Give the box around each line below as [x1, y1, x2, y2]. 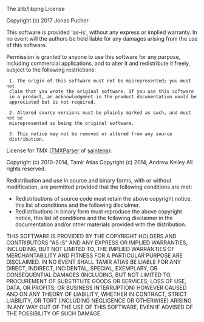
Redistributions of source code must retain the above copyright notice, [15, 195, 192, 202]
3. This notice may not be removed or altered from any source [8, 131, 172, 137]
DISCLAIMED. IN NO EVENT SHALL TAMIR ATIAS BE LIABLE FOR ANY [6, 258, 181, 266]
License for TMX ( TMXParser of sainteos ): [6, 147, 112, 154]
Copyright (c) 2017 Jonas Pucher [6, 17, 89, 24]
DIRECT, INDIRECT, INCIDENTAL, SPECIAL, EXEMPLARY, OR [6, 265, 158, 272]
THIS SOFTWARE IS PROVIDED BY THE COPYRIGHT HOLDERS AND [6, 233, 177, 240]
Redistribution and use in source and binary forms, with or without [6, 177, 172, 184]
